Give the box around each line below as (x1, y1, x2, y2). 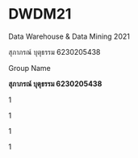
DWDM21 (8, 5, 72, 23)
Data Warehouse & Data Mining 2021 (8, 31, 131, 41)
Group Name (8, 63, 51, 73)
